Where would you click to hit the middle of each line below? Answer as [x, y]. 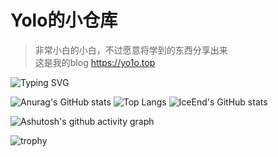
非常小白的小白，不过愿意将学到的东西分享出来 [131, 50]
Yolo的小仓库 [64, 20]
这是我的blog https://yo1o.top [95, 62]
